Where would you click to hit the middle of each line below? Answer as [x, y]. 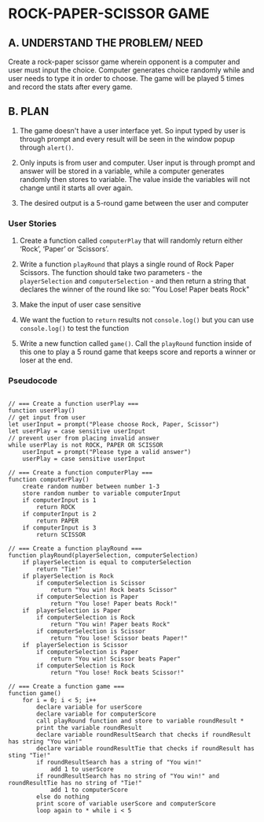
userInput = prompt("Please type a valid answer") [107, 452]
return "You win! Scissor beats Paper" [115, 659]
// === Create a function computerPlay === [81, 473]
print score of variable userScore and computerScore [126, 804]
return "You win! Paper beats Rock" [110, 625]
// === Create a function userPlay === [73, 404]
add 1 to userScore [82, 769]
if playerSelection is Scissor [75, 645]
